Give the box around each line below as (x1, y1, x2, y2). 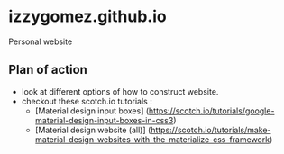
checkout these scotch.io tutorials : (21, 95, 152, 106)
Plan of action (8, 62, 87, 77)
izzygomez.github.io (8, 6, 168, 27)
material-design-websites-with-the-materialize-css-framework (34, 133, 270, 145)
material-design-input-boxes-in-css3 (34, 114, 174, 125)
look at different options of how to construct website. (21, 86, 219, 96)
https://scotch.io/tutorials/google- (148, 105, 275, 116)
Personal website (8, 36, 73, 47)
